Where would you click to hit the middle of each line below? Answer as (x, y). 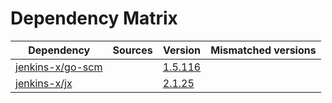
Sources (132, 50)
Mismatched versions (263, 50)
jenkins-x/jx (44, 83)
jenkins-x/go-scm (59, 67)
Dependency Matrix (94, 18)
